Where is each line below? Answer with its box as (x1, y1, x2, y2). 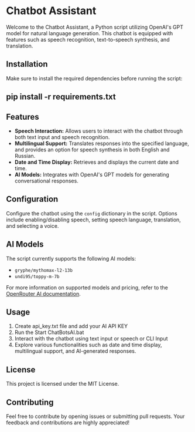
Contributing (6, 397, 54, 407)
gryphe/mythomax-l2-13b (14, 267, 73, 274)
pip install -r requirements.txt (6, 92, 116, 102)
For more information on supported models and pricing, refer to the (6, 283, 169, 291)
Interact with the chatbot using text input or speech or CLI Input (14, 335, 168, 342)
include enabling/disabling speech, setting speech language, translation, (6, 216, 182, 223)
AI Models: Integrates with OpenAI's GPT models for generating (14, 171, 170, 178)
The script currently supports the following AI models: (6, 255, 136, 262)
